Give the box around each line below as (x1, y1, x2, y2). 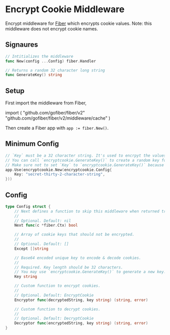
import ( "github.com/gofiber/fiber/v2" (5, 110, 85, 116)
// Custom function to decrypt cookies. (14, 307, 101, 312)
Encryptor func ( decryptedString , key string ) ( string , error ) (14, 297, 148, 303)
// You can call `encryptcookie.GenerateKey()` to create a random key (5, 158, 159, 163)
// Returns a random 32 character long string (5, 67, 105, 73)
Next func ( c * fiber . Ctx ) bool (14, 223, 78, 228)
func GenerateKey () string (5, 72, 62, 78)
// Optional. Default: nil (14, 218, 71, 224)
